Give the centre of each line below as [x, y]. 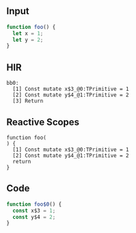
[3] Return [28, 101]
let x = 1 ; [28, 33]
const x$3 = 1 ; [34, 210]
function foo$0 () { [34, 204]
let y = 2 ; [28, 40]
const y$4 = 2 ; [34, 217]
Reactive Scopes [43, 122]
